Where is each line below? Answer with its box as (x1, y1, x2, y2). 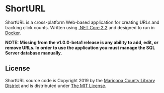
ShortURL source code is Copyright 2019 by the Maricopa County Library (5, 77, 156, 83)
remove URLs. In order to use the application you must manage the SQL (5, 45, 155, 50)
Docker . (5, 30, 21, 36)
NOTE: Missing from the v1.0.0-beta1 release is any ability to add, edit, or (5, 39, 159, 45)
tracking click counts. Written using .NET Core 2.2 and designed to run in (5, 24, 155, 30)
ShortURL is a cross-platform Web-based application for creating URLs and (5, 19, 160, 25)
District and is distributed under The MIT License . (5, 83, 107, 89)
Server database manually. (5, 50, 62, 56)
